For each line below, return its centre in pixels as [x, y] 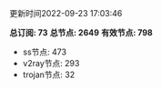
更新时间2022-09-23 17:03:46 [66, 13]
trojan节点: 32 [49, 74]
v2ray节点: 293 [51, 63]
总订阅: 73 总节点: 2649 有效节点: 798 [81, 33]
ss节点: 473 [44, 52]
